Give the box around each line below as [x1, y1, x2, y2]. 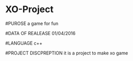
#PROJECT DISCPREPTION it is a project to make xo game [5, 50, 128, 56]
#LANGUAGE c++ [5, 40, 43, 46]
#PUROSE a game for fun [5, 20, 59, 26]
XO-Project [5, 4, 54, 15]
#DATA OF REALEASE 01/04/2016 [5, 30, 75, 36]
